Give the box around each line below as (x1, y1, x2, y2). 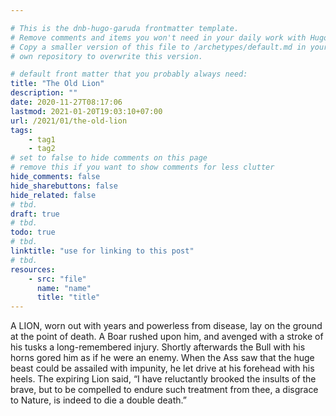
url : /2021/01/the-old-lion (10, 116, 128, 126)
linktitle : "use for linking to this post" (10, 246, 195, 256)
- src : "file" (28, 274, 87, 284)
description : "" (10, 88, 78, 98)
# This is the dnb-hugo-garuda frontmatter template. (10, 23, 240, 33)
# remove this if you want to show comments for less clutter (10, 162, 275, 173)
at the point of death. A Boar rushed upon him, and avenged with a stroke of (10, 331, 324, 343)
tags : (10, 125, 33, 135)
